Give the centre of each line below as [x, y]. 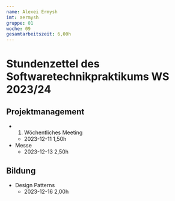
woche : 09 [19, 29]
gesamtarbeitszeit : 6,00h [38, 34]
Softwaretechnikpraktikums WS [88, 77]
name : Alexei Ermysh [32, 12]
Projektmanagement [45, 112]
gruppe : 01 [20, 23]
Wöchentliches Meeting [53, 132]
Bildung [21, 171]
